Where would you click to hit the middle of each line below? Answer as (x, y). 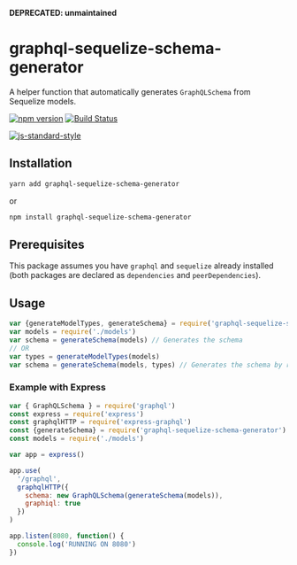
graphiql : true (53, 504)
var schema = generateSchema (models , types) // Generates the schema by (146, 365)
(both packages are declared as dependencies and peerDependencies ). (135, 275)
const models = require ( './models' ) (76, 439)
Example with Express (57, 387)
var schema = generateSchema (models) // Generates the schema (126, 340)
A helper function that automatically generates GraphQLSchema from (130, 91)
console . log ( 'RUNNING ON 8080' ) (77, 544)
